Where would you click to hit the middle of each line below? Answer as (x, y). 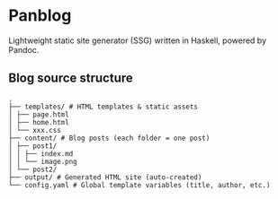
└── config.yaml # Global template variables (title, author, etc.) (139, 185)
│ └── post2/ (33, 169)
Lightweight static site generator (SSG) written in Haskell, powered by (138, 40)
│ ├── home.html (39, 122)
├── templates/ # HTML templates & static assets (103, 107)
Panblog (40, 16)
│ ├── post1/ (33, 146)
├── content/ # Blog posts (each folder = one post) (109, 138)
